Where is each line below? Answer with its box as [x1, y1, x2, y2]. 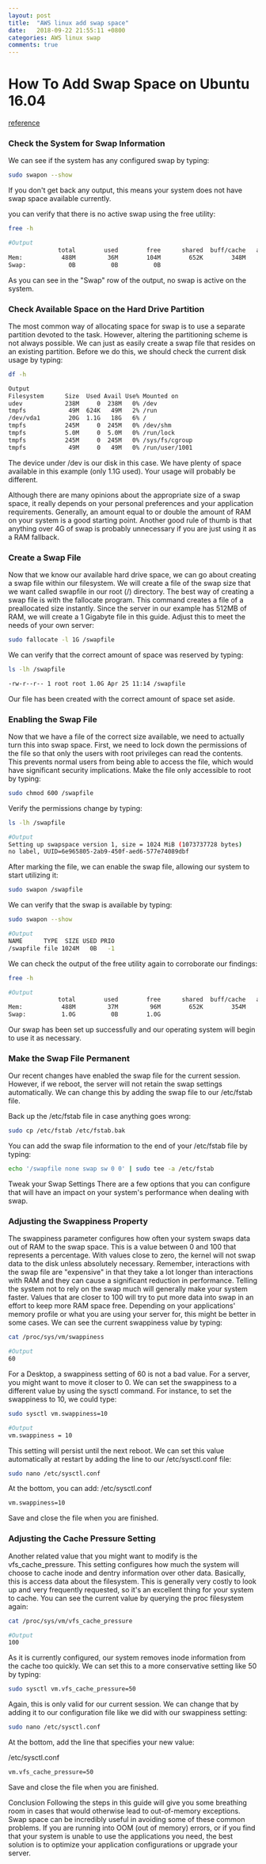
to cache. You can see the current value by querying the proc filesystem [8, 1593, 244, 1603]
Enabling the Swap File [8, 713, 97, 725]
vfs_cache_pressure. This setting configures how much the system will [8, 1559, 240, 1569]
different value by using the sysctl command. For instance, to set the [8, 1386, 232, 1395]
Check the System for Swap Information [8, 138, 165, 149]
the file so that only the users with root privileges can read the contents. [8, 748, 243, 758]
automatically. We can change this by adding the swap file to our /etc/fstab [8, 1088, 253, 1097]
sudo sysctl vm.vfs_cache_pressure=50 [8, 1685, 136, 1693]
